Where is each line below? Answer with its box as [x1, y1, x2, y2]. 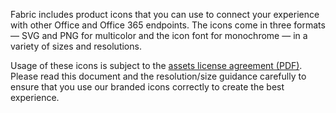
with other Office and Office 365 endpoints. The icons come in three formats [10, 19, 326, 31]
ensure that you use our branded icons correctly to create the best [10, 81, 285, 93]
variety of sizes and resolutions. [10, 40, 142, 52]
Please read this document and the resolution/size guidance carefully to [10, 70, 307, 82]
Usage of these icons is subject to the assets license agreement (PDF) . [10, 60, 303, 71]
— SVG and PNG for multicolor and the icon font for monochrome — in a [10, 30, 308, 41]
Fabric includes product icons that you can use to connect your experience [10, 9, 320, 20]
